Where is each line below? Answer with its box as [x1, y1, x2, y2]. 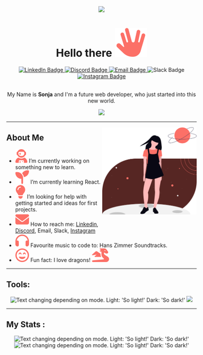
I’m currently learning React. [30, 178, 101, 185]
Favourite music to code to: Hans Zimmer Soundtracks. [30, 241, 168, 249]
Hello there [56, 46, 112, 60]
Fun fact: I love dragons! [30, 256, 91, 263]
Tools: [6, 280, 30, 290]
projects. [14, 205, 37, 213]
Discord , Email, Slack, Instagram [14, 226, 95, 234]
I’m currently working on [28, 157, 89, 164]
